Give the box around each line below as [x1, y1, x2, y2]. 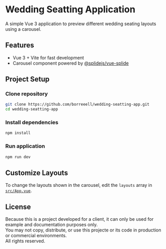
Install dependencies [5, 119, 59, 126]
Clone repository [5, 90, 48, 98]
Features [5, 41, 34, 50]
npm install [5, 130, 31, 136]
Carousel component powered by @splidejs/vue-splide [12, 60, 129, 66]
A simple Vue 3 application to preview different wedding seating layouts [5, 21, 157, 27]
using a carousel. [5, 26, 42, 32]
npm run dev [5, 154, 31, 160]
